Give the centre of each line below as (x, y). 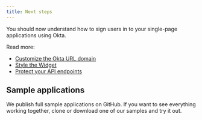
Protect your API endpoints (49, 71)
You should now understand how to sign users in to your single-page (92, 29)
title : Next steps (29, 12)
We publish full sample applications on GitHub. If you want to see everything (101, 104)
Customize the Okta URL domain (55, 58)
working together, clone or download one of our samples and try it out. (94, 111)
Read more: (21, 47)
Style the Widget (36, 65)
